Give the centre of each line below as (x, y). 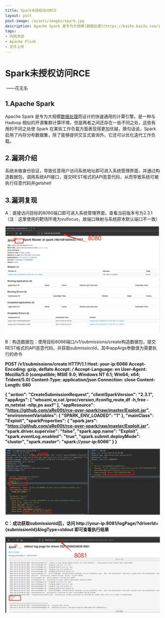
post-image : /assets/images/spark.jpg (45, 21)
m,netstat (15, 405)
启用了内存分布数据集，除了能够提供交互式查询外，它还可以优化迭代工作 (78, 135)
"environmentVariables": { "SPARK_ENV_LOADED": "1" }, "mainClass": (79, 416)
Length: (13, 385)
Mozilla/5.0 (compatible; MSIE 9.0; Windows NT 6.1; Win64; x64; (73, 374)
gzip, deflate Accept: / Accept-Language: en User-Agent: (87, 369)
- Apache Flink (21, 42)
